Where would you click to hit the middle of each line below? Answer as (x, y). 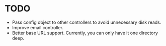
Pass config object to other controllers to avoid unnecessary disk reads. (87, 22)
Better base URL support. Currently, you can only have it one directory (85, 33)
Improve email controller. (38, 27)
